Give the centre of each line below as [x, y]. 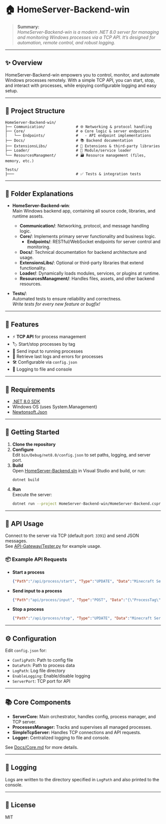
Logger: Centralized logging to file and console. [61, 738]
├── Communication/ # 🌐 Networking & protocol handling [79, 127]
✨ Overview [24, 63]
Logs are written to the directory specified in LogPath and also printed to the [82, 779]
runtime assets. [28, 216]
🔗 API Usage [24, 524]
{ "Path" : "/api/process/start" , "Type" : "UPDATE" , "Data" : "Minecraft [83, 581]
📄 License [21, 805]
